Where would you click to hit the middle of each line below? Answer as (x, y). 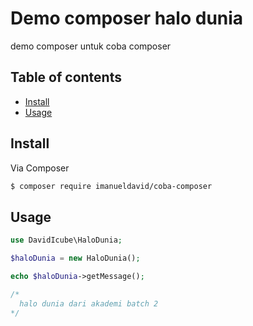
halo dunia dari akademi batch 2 (89, 303)
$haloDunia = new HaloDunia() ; (75, 258)
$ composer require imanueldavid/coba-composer (111, 186)
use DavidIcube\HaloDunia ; (66, 240)
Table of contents (66, 77)
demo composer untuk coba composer (91, 46)
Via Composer (40, 168)
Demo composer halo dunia (127, 18)
